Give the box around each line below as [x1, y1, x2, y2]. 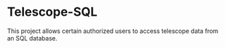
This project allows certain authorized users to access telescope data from [7, 27, 219, 35]
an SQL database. [7, 34, 58, 42]
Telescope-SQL [7, 4, 98, 20]
